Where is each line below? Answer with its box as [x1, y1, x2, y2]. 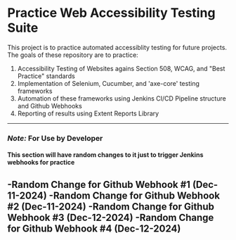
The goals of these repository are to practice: [7, 51, 138, 59]
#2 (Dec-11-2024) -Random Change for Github [7, 201, 215, 213]
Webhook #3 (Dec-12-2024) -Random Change [7, 211, 214, 223]
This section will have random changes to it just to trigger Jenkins [7, 151, 204, 159]
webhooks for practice [7, 158, 75, 167]
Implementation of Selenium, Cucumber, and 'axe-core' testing [17, 79, 200, 87]
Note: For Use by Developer [7, 133, 103, 143]
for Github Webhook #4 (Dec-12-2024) [7, 222, 181, 234]
